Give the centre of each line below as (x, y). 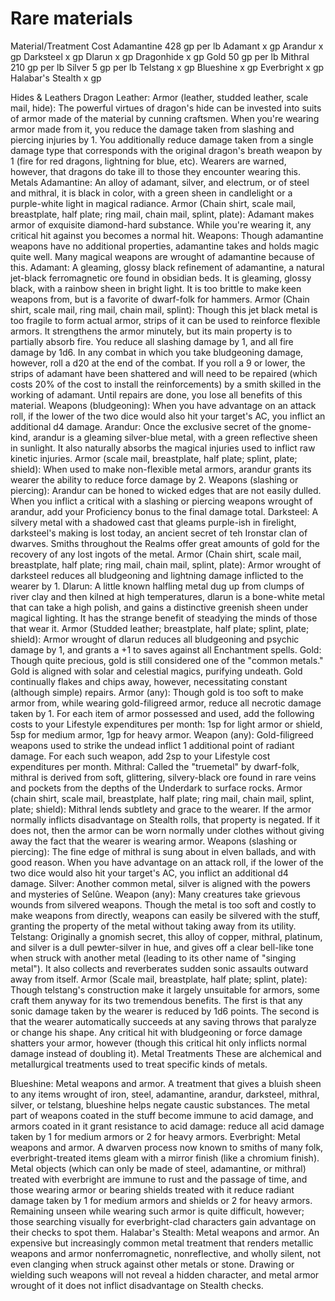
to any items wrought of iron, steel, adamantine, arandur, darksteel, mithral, (165, 1094)
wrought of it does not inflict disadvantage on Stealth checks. (137, 1285)
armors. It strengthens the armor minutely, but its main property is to (151, 331)
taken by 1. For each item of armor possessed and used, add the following (162, 713)
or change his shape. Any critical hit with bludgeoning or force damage (156, 1032)
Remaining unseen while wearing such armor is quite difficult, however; (157, 1211)
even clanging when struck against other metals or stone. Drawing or (152, 1264)
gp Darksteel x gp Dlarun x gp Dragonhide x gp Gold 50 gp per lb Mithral (160, 56)
